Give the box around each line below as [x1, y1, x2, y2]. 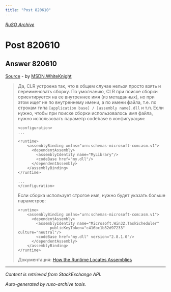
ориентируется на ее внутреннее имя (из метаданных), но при [17, 94, 155, 100]
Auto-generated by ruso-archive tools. [5, 281, 87, 287]
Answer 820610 [5, 60, 58, 68]
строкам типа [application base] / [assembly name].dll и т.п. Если [17, 104, 164, 111]
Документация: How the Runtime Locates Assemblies [17, 256, 132, 262]
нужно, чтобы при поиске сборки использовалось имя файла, [17, 110, 154, 116]
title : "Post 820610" [5, 7, 51, 13]
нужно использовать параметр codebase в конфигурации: [17, 115, 146, 121]
